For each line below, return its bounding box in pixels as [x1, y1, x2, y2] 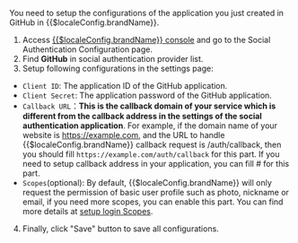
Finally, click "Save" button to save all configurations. [22, 223, 220, 234]
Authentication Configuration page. [22, 44, 153, 55]
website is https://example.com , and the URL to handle [22, 130, 225, 140]
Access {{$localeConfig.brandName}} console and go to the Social [22, 35, 271, 45]
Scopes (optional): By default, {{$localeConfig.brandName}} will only [22, 178, 272, 187]
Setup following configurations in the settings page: [22, 63, 214, 74]
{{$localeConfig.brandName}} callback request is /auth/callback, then [22, 139, 282, 150]
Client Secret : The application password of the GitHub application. [22, 90, 272, 100]
